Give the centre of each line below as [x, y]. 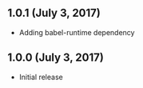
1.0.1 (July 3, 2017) [54, 13]
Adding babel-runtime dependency [77, 32]
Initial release [41, 77]
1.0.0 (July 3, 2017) [56, 58]
